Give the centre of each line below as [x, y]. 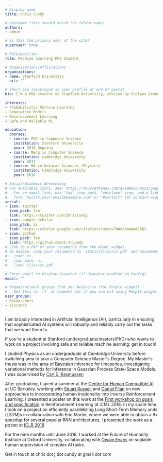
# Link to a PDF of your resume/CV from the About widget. [66, 247]
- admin [13, 32]
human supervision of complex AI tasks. [45, 444]
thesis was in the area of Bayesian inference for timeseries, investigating [77, 364]
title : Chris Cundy [25, 14]
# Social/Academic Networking [36, 184]
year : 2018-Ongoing [33, 148]
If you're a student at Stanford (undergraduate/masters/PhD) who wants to [80, 339]
